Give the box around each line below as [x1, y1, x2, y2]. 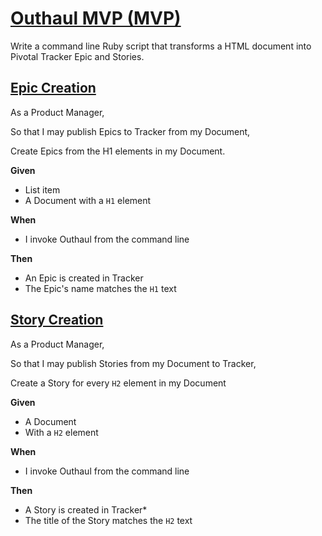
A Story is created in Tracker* [24, 503, 148, 516]
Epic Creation [10, 80, 97, 97]
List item [24, 183, 61, 196]
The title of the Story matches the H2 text [24, 514, 193, 526]
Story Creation [10, 312, 104, 329]
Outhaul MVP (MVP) [10, 7, 182, 30]
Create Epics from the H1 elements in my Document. [10, 145, 226, 157]
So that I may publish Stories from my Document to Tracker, [10, 357, 257, 369]
